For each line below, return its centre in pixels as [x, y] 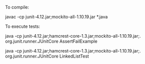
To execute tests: [23, 26]
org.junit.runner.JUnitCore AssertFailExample [51, 41]
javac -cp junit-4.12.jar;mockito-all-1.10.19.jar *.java [57, 17]
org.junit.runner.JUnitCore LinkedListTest [47, 56]
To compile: [17, 7]
